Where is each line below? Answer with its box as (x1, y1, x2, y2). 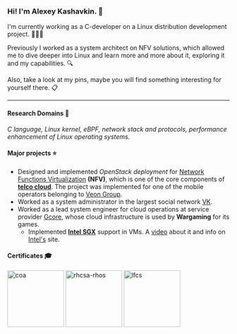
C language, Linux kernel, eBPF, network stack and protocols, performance (7, 125, 227, 133)
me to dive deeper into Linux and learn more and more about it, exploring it (7, 51, 225, 59)
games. (17, 219, 40, 229)
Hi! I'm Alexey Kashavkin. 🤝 (7, 6, 104, 16)
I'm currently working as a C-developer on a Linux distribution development (7, 23, 227, 31)
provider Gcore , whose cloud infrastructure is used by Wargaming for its (17, 212, 230, 221)
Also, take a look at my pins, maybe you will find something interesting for (7, 76, 222, 84)
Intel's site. (28, 235, 60, 243)
